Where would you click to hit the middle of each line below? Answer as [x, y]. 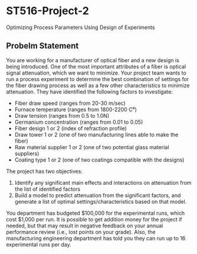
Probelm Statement [42, 46]
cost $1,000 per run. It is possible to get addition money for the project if [94, 219]
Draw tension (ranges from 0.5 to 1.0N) [62, 115]
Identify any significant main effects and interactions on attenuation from [103, 182]
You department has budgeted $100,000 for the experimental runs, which [95, 213]
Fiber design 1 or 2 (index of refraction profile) [70, 128]
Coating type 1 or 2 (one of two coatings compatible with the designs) [99, 160]
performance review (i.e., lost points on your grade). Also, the [81, 232]
